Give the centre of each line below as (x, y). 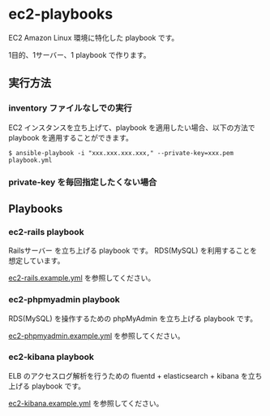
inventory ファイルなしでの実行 (70, 108)
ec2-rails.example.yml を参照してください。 (82, 278)
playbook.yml (30, 160)
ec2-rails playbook (46, 232)
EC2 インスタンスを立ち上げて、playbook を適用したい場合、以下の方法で (132, 128)
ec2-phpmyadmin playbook (64, 300)
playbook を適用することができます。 (71, 137)
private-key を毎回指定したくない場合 (83, 182)
